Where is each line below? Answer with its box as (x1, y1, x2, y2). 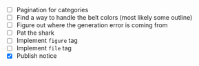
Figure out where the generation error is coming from (16, 21, 168, 29)
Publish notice (16, 52, 57, 60)
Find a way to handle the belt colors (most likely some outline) (16, 14, 193, 22)
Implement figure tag (16, 37, 78, 45)
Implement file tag (16, 44, 72, 52)
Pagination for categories (16, 6, 89, 14)
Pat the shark (16, 29, 54, 37)
